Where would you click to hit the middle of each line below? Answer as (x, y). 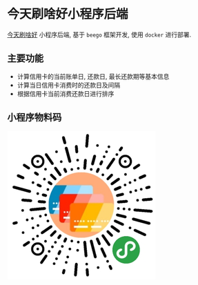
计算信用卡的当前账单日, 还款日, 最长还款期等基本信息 (93, 76)
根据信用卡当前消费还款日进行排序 (66, 93)
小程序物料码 (34, 118)
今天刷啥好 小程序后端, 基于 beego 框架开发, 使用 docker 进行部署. (99, 35)
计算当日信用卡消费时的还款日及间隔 (69, 85)
